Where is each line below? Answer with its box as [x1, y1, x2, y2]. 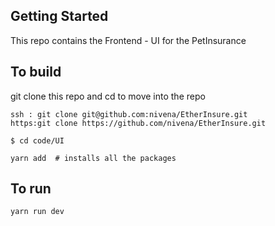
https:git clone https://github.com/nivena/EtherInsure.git [10, 118, 267, 128]
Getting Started [10, 8, 109, 25]
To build [10, 64, 62, 81]
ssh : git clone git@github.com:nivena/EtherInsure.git [10, 109, 248, 119]
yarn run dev [10, 207, 65, 217]
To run [10, 180, 52, 198]
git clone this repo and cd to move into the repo [10, 90, 206, 102]
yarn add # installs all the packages [10, 153, 177, 163]
